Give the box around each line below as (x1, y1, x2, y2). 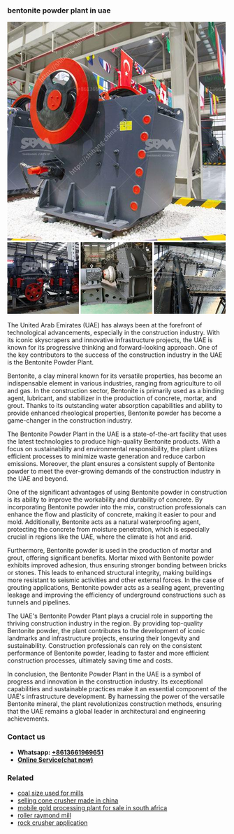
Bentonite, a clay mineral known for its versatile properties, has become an (7, 372, 222, 380)
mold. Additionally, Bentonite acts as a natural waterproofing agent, (7, 518, 201, 526)
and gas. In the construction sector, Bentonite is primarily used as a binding (7, 387, 225, 395)
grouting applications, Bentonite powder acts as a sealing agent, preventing (7, 584, 225, 592)
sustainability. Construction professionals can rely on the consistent (7, 642, 203, 650)
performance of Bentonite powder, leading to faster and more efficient (7, 649, 210, 658)
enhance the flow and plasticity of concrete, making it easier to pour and (7, 510, 217, 519)
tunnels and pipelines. (7, 598, 71, 607)
